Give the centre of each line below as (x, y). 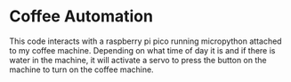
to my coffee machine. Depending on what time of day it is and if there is (142, 50)
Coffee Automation (81, 16)
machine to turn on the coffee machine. (81, 70)
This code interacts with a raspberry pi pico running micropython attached (145, 41)
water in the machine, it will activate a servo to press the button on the (138, 60)
